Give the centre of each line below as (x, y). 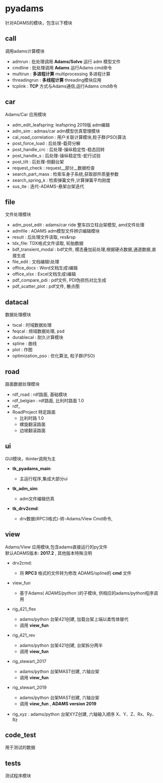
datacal (17, 302)
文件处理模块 (18, 214)
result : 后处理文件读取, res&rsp (44, 237)
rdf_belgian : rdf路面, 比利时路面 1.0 (48, 401)
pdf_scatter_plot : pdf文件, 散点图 (46, 286)
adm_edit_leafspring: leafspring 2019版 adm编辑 (61, 125)
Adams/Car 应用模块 (26, 114)
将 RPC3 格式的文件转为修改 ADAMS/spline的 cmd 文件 (75, 573)
